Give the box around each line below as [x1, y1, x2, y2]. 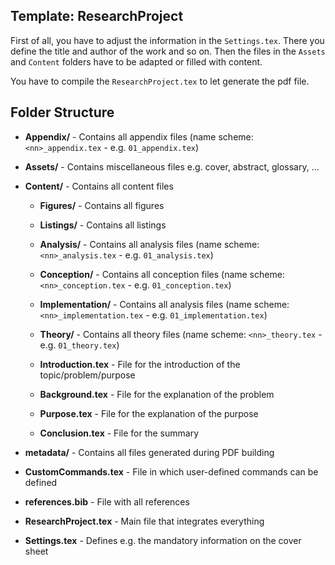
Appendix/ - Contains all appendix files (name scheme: [24, 130, 254, 143]
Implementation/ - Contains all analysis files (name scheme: [39, 298, 290, 310]
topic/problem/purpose [39, 369, 136, 381]
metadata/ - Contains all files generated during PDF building [24, 446, 275, 458]
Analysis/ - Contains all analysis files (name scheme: [39, 238, 260, 250]
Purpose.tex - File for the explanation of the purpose [39, 407, 259, 419]
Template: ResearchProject [10, 8, 184, 25]
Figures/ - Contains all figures [39, 199, 165, 211]
